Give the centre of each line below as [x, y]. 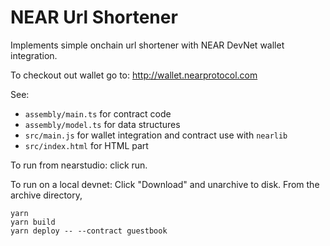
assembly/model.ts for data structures [102, 124]
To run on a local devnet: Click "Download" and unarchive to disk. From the [165, 184]
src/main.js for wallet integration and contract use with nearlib [156, 135]
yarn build [33, 222]
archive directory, [46, 195]
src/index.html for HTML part [86, 145]
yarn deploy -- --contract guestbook [89, 231]
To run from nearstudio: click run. [79, 165]
